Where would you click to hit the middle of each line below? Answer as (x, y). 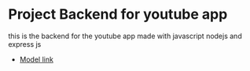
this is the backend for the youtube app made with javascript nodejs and (125, 36)
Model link (36, 59)
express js (25, 44)
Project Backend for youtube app (118, 14)
